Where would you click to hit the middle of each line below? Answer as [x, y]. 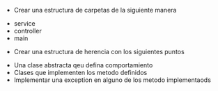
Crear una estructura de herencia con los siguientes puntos [99, 52]
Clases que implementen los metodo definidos [80, 73]
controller [28, 31]
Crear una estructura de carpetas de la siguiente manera [95, 10]
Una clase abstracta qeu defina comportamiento [83, 65]
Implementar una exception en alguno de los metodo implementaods [112, 80]
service [25, 23]
